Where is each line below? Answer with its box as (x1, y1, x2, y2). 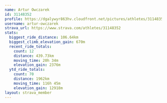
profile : (4, 16, 23, 21)
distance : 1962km (13, 76, 50, 81)
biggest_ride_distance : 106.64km (9, 35, 79, 40)
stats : (4, 30, 18, 35)
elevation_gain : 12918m (13, 85, 63, 91)
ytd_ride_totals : (9, 67, 45, 72)
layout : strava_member (4, 90, 52, 95)
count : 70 (13, 72, 34, 77)
